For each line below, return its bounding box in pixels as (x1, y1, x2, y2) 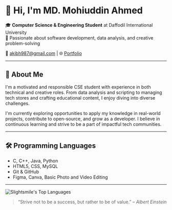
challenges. (5, 100, 30, 106)
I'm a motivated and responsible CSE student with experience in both (5, 84, 151, 90)
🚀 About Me (5, 70, 44, 79)
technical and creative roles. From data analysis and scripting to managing (5, 89, 162, 96)
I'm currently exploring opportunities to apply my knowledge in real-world (5, 110, 161, 116)
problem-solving (5, 40, 40, 46)
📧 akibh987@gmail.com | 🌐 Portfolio (5, 50, 82, 56)
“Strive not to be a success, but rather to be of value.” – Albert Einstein (17, 199, 167, 205)
